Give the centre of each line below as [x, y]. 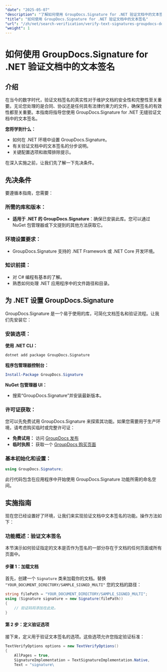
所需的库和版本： [26, 207]
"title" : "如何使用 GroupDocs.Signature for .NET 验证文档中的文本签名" [77, 19]
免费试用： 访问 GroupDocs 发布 [45, 438]
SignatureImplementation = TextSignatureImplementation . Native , [82, 660]
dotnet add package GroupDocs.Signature [48, 355]
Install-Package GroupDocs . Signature [44, 374]
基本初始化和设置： [28, 458]
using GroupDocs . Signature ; [34, 469]
